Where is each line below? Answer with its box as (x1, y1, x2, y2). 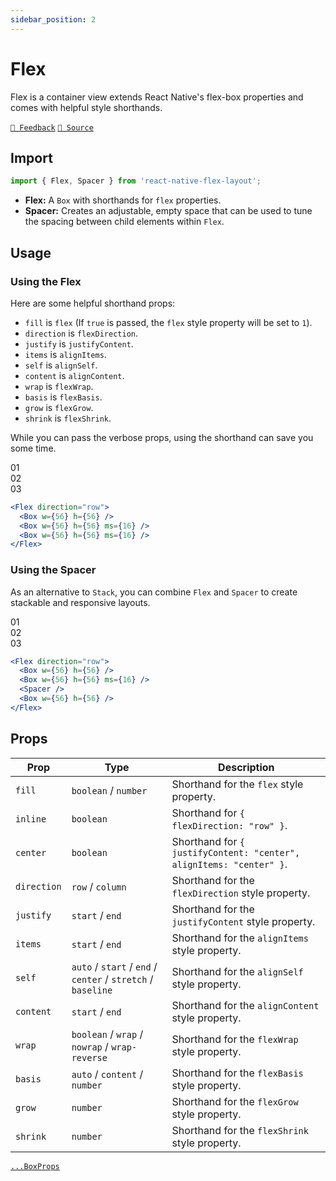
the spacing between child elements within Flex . (24, 216, 225, 228)
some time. (10, 442, 57, 454)
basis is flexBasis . (24, 391, 103, 403)
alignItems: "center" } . (171, 857, 288, 871)
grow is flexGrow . (24, 401, 94, 413)
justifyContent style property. (171, 914, 316, 928)
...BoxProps (10, 1161, 60, 1171)
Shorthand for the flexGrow (171, 1094, 299, 1108)
